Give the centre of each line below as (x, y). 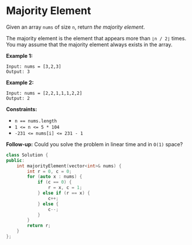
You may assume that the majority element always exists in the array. (89, 44)
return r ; (39, 226)
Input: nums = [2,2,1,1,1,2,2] (44, 93)
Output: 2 (18, 98)
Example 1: (20, 56)
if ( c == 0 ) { (54, 182)
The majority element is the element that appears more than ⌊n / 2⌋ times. (96, 38)
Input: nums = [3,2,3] (34, 66)
